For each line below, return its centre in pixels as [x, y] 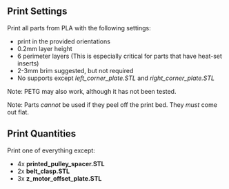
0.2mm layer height [44, 48]
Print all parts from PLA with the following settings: [79, 28]
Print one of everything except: [51, 150]
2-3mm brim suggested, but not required [75, 70]
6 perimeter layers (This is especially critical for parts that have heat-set [120, 56]
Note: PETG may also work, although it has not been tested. [92, 91]
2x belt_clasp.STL [43, 171]
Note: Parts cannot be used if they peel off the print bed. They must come [112, 105]
